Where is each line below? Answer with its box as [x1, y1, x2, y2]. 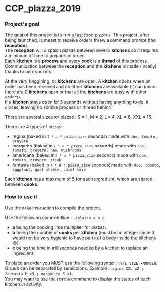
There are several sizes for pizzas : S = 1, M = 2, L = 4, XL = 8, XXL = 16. [5, 114, 153, 120]
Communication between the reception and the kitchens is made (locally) [5, 63, 157, 69]
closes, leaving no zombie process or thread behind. [5, 104, 112, 110]
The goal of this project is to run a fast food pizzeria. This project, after [5, 32, 150, 38]
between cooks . [5, 181, 39, 187]
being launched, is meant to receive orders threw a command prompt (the [5, 37, 156, 43]
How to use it [5, 194, 37, 200]
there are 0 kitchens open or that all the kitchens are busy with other [5, 89, 147, 95]
